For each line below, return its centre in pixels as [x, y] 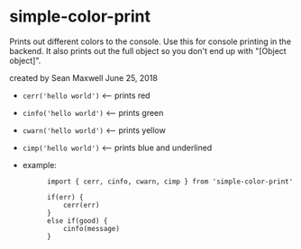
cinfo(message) [91, 228]
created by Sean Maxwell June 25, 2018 [83, 77]
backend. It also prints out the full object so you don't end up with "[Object [148, 50]
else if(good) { [77, 221]
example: [39, 165]
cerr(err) [81, 205]
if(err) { [65, 197]
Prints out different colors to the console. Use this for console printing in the [150, 41]
